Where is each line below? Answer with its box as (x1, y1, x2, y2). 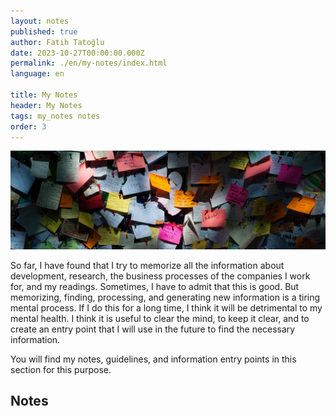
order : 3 (10, 121, 47, 132)
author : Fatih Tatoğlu (10, 37, 105, 47)
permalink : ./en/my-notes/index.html (10, 58, 168, 69)
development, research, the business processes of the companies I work (10, 270, 311, 282)
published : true (10, 26, 78, 37)
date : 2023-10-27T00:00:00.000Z (10, 48, 145, 58)
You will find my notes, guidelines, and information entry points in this (10, 353, 297, 365)
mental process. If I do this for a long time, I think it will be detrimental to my (10, 301, 323, 314)
